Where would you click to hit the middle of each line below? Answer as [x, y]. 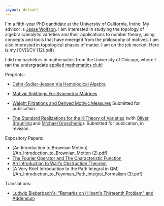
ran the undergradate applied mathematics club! [54, 65]
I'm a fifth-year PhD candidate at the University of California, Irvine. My [77, 24]
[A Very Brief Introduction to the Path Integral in [61, 168]
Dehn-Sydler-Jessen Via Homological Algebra [59, 84]
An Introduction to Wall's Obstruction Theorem [59, 163]
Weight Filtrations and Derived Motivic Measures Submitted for [76, 103]
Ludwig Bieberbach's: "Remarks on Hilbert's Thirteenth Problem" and [83, 193]
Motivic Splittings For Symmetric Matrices [55, 93]
